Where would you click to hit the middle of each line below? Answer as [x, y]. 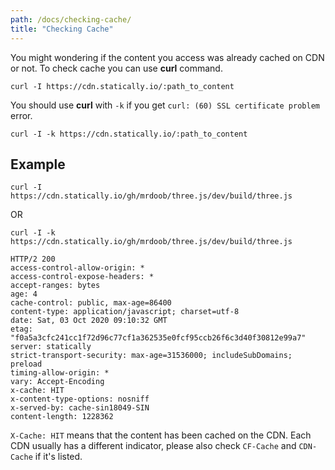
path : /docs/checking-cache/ [71, 19]
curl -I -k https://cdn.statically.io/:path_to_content [129, 134]
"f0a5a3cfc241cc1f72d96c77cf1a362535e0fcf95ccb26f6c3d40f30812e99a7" [158, 338]
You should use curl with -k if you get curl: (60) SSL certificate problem [165, 105]
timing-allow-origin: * [60, 373]
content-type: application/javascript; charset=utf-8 [125, 312]
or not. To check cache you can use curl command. [116, 68]
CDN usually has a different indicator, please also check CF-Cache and [153, 446]
